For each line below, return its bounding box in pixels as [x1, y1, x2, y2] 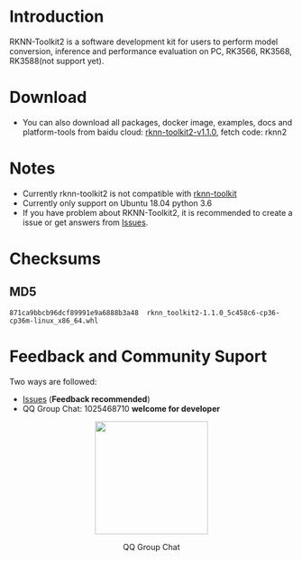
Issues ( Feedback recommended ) [22, 393, 151, 404]
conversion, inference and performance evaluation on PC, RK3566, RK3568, [9, 45, 293, 56]
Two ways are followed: [9, 376, 97, 387]
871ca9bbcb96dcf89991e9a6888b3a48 [9, 308, 140, 317]
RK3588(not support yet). [9, 55, 105, 66]
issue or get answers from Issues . [22, 217, 149, 228]
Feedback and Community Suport [9, 346, 268, 367]
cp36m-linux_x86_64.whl [9, 316, 99, 325]
